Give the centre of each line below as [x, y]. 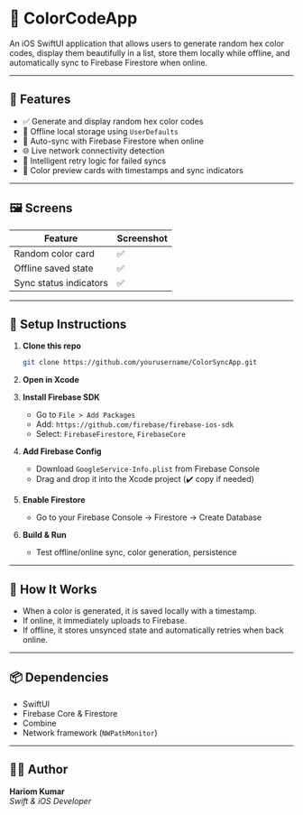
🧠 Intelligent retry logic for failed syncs [94, 161]
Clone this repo [51, 346]
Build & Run [44, 535]
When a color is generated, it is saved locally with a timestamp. [139, 611]
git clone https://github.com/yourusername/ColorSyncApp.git [140, 363]
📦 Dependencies [59, 677]
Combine [39, 723]
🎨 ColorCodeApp [73, 19]
